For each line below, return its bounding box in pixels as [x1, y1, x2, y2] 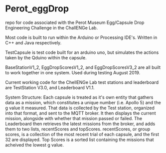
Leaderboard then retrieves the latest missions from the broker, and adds [5, 121, 156, 127]
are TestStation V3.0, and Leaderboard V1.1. [5, 84, 95, 90]
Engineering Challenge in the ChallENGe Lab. [5, 24, 98, 30]
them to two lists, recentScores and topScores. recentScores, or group [5, 126, 151, 132]
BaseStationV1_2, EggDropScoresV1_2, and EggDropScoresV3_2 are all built [5, 64, 161, 70]
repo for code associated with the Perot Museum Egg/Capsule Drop [5, 19, 145, 25]
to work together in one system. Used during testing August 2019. [5, 69, 141, 75]
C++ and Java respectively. [5, 39, 62, 45]
